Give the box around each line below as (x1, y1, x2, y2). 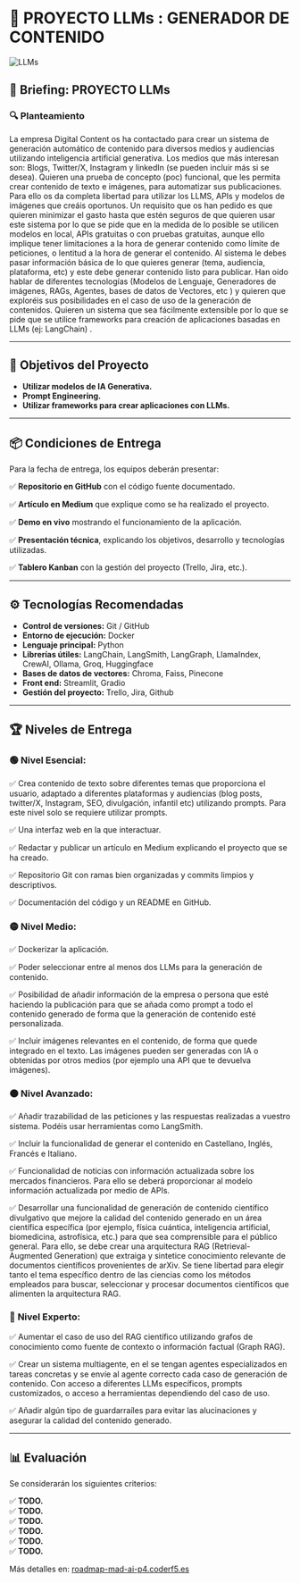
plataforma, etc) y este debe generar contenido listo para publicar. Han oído (9, 266, 288, 277)
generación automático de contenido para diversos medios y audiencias (9, 143, 275, 154)
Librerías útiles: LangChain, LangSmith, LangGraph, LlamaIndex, (21, 649, 262, 660)
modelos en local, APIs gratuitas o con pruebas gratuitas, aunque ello (9, 228, 265, 239)
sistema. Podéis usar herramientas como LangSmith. (9, 1121, 204, 1132)
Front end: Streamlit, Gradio (21, 678, 126, 689)
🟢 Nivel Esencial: (9, 754, 87, 766)
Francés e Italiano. (9, 1148, 78, 1160)
